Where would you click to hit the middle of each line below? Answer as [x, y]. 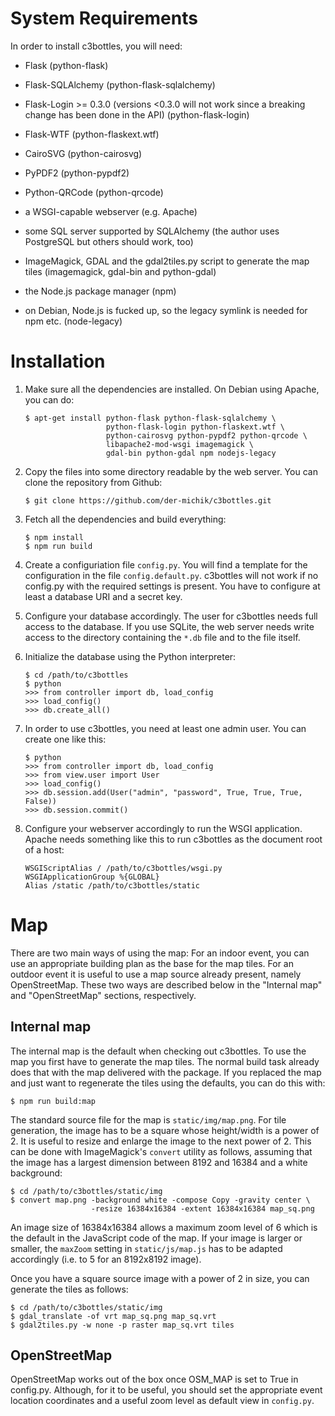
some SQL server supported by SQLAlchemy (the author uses [152, 231]
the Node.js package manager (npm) [100, 291]
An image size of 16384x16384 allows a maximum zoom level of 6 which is [164, 1227]
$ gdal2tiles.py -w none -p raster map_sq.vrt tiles [122, 1325]
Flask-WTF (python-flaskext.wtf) [92, 134]
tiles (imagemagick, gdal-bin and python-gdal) [120, 271]
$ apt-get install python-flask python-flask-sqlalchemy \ [150, 418]
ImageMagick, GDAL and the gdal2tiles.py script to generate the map [167, 261]
